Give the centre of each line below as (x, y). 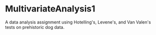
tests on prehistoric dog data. (35, 27)
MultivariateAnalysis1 (50, 9)
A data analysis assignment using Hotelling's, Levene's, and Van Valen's (78, 22)
